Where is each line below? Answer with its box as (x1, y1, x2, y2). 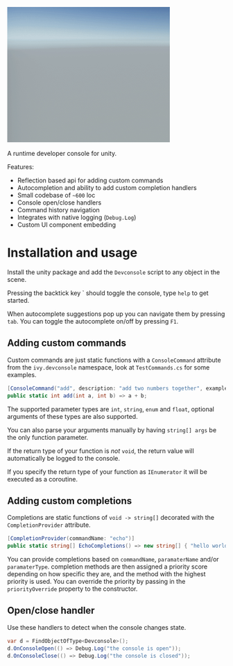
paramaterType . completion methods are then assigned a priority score (7, 562, 208, 571)
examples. (7, 370, 37, 379)
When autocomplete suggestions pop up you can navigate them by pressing (7, 310, 225, 318)
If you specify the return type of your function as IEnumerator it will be (7, 467, 208, 476)
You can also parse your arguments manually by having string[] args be (7, 425, 217, 434)
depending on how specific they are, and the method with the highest (7, 570, 206, 578)
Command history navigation (17, 206, 101, 214)
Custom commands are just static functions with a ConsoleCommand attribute (7, 356, 221, 364)
